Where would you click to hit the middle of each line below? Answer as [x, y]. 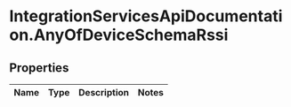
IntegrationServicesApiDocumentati [146, 16]
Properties [39, 68]
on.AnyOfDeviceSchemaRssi [119, 35]
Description [104, 92]
